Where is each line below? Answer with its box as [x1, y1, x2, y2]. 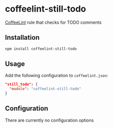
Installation [5, 33, 40, 42]
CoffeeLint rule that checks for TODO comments [5, 19, 102, 25]
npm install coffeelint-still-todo [5, 46, 77, 51]
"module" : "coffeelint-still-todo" [9, 86, 81, 92]
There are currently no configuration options [5, 117, 94, 123]
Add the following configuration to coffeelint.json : [5, 73, 108, 79]
